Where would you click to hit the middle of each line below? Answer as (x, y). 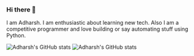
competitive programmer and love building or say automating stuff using (97, 29)
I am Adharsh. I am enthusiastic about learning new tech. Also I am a (93, 23)
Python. (16, 36)
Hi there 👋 (21, 10)
